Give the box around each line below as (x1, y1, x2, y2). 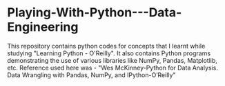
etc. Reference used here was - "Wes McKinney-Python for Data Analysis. (7, 63, 219, 72)
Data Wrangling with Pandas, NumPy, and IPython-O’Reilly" (7, 70, 176, 79)
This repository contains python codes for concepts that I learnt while (7, 42, 206, 50)
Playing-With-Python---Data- (7, 5, 182, 20)
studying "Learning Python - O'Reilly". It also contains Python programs (7, 49, 211, 57)
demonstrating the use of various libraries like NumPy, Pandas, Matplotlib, (7, 56, 217, 64)
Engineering (7, 19, 79, 35)
